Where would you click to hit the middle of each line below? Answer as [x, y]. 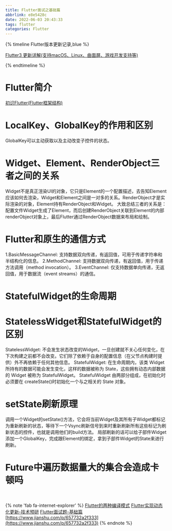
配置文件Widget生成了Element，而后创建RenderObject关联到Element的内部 [85, 210]
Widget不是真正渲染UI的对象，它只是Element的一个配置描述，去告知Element [86, 191]
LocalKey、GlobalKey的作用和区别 [79, 125]
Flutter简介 [29, 88]
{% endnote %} [116, 523]
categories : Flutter [27, 29]
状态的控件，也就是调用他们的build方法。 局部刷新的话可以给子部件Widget [88, 432]
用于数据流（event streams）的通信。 [58, 273]
